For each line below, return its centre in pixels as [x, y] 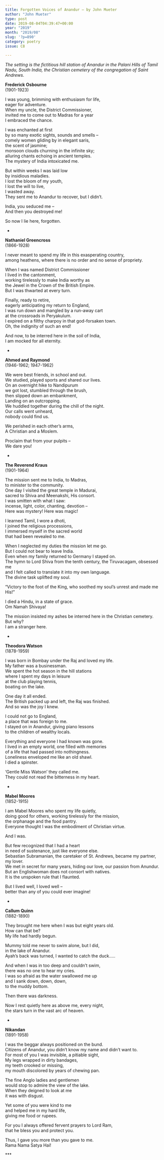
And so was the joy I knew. [32, 707]
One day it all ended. [26, 696]
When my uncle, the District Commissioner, [49, 110]
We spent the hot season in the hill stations [48, 671]
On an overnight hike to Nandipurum [42, 385]
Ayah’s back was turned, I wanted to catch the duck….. [60, 956]
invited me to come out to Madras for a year [49, 115]
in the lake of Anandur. [28, 951]
